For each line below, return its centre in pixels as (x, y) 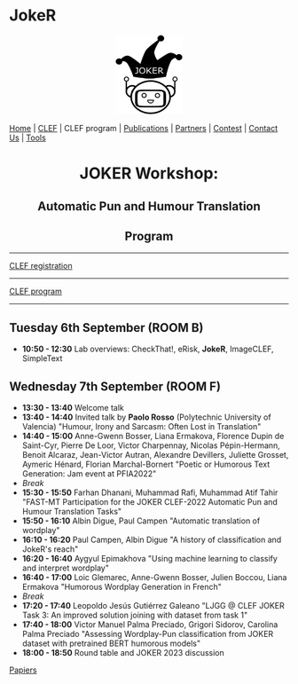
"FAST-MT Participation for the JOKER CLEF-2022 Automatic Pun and (149, 501)
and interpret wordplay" (65, 568)
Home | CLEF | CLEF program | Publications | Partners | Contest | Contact (144, 128)
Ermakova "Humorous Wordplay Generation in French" (122, 586)
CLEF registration (41, 266)
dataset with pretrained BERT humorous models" (111, 643)
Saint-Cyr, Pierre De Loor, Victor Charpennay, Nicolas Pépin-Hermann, (151, 445)
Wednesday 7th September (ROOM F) (115, 386)
